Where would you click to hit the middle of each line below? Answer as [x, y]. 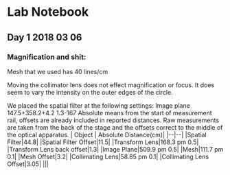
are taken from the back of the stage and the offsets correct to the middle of [115, 127]
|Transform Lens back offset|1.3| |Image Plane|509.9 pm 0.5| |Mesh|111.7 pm [115, 149]
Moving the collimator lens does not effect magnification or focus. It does [111, 85]
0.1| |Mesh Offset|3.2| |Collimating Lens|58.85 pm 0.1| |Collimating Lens [108, 156]
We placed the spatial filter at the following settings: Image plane [99, 105]
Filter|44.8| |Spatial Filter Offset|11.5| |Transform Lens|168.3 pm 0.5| [103, 142]
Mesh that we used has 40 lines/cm [58, 71]
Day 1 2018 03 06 [45, 37]
